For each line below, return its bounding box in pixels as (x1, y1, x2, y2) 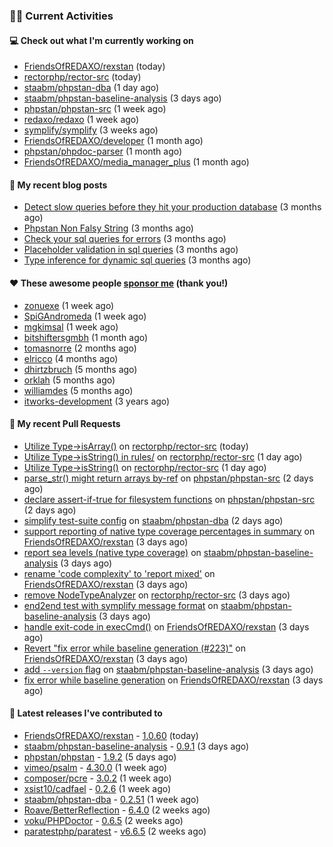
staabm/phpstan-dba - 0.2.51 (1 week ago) (23, 793, 200, 805)
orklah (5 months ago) (23, 374, 116, 386)
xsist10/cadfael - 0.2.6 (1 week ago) (23, 782, 172, 794)
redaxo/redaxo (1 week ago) (23, 114, 140, 126)
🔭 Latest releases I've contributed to (9, 707, 163, 719)
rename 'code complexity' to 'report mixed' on (23, 567, 216, 579)
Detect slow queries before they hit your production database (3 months (23, 201, 322, 213)
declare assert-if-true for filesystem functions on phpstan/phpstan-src (23, 493, 316, 505)
